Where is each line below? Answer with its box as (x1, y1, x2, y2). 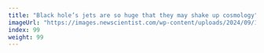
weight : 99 (8, 33, 44, 41)
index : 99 (8, 26, 41, 34)
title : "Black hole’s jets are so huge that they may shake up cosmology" (8, 11, 258, 19)
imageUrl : (8, 19, 41, 26)
